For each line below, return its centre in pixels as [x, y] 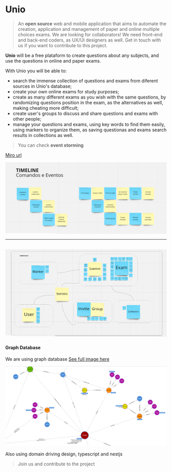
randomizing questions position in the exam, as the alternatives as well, [88, 102]
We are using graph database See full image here [57, 359]
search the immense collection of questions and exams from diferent [85, 81]
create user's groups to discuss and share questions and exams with [85, 113]
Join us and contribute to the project [56, 464]
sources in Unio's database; [42, 86]
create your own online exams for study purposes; [66, 91]
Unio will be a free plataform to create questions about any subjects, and [82, 55]
